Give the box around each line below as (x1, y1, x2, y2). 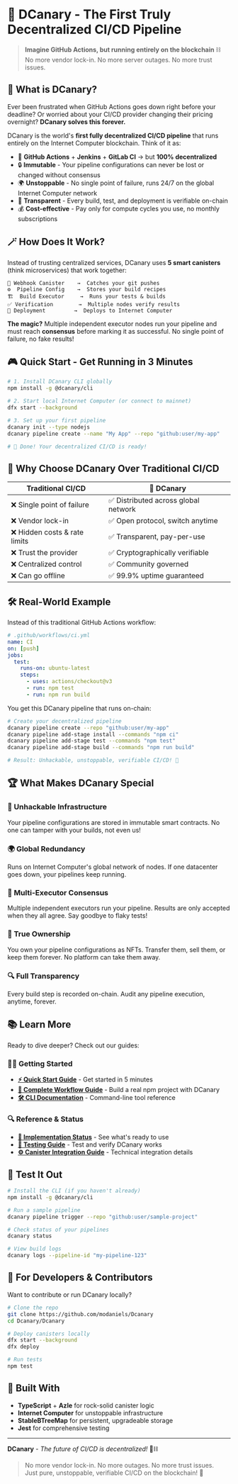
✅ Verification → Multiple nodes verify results (7, 300, 181, 308)
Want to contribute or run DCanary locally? (7, 1290, 132, 1299)
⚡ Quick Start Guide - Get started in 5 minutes (17, 1075, 154, 1084)
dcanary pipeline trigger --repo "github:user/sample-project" (7, 1213, 198, 1220)
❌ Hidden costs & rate (11, 527, 84, 537)
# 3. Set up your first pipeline (7, 417, 106, 424)
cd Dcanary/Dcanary (7, 1317, 65, 1325)
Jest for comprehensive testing (17, 1424, 110, 1432)
